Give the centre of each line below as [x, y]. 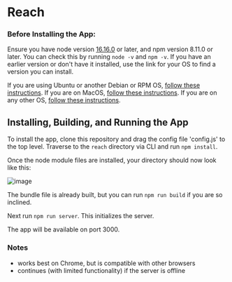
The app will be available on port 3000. [64, 229]
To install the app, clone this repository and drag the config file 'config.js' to [116, 139]
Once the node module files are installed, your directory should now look [112, 160]
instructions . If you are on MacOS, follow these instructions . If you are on [112, 93]
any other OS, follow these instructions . [64, 100]
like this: [19, 168]
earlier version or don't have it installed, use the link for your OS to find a [112, 65]
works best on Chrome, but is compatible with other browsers [106, 263]
